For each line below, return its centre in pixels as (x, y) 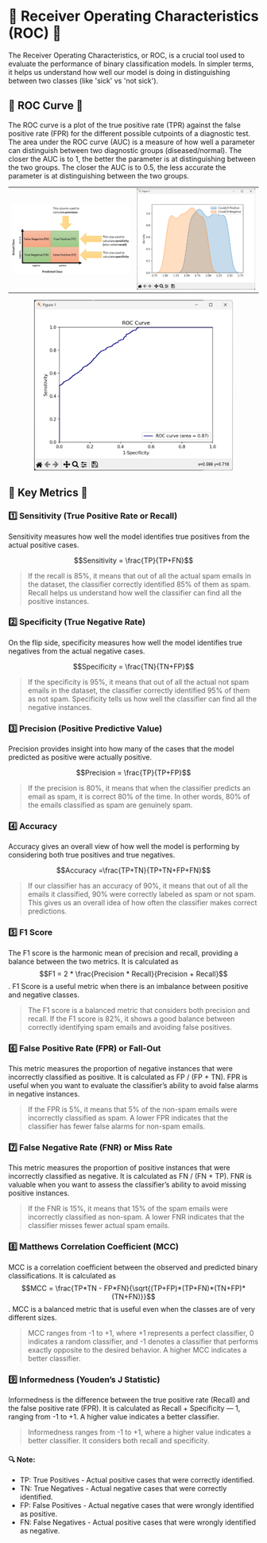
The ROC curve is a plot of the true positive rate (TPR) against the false (124, 125)
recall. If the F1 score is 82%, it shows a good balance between (131, 1019)
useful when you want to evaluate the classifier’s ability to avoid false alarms (133, 1086)
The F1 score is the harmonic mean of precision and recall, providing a (123, 952)
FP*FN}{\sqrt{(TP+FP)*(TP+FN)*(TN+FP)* (175, 1288)
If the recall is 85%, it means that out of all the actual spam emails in (139, 575)
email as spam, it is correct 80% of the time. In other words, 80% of (139, 797)
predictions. (47, 911)
